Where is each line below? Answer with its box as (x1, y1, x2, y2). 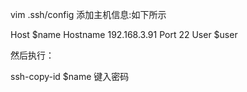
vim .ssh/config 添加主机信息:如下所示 (10, 9, 167, 20)
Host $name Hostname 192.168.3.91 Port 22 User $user (10, 29, 238, 40)
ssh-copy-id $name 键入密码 (10, 71, 130, 82)
